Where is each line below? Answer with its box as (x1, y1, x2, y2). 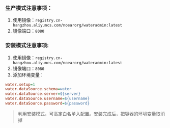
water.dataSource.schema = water (5, 87, 72, 92)
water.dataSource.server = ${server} (5, 91, 81, 96)
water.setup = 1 (5, 82, 36, 87)
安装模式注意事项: (5, 42, 49, 49)
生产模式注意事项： (5, 4, 52, 11)
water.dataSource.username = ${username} (5, 96, 90, 101)
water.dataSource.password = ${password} (5, 101, 90, 106)
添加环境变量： (12, 71, 44, 78)
